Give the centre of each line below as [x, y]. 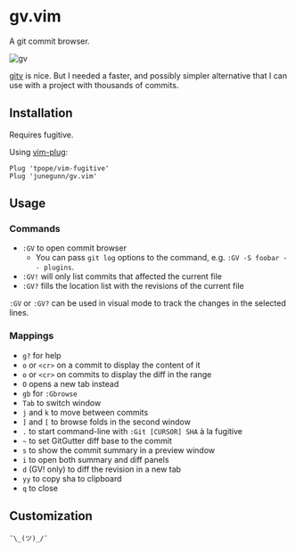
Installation [41, 113]
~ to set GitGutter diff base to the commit [97, 441]
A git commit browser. [50, 41]
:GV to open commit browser [74, 248]
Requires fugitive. [41, 135]
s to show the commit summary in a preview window [119, 450]
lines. [19, 313]
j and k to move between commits [85, 412]
